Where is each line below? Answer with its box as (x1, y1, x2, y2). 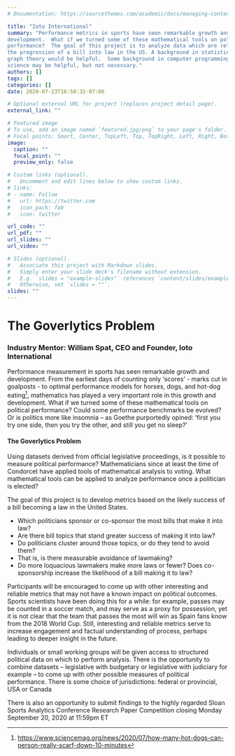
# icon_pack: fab (7, 204, 64, 211)
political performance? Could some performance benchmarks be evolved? (7, 406, 222, 414)
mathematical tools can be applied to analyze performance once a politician (7, 475, 226, 483)
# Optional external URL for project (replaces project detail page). (7, 101, 218, 108)
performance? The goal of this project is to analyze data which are (7, 43, 218, 50)
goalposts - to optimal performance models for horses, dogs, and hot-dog (7, 382, 221, 391)
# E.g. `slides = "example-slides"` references (7, 274, 155, 282)
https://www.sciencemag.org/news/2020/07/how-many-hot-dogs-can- (17, 734, 225, 742)
